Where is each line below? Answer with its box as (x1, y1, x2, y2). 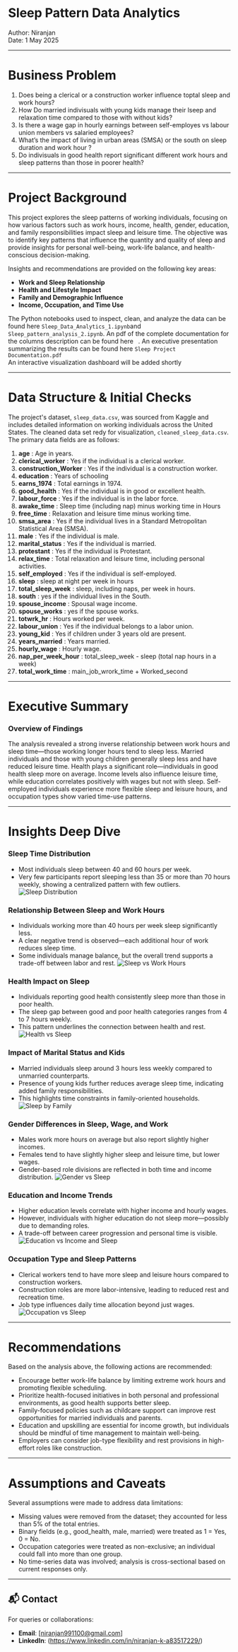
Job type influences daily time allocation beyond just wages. (18, 1300, 195, 1309)
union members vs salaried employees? (18, 128, 134, 136)
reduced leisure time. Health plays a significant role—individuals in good (8, 762, 218, 771)
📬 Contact (8, 1593, 58, 1605)
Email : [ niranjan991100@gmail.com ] (18, 1629, 123, 1638)
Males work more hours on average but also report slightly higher (18, 1135, 209, 1144)
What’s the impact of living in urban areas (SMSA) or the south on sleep (18, 136, 227, 144)
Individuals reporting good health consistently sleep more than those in (18, 992, 225, 1001)
